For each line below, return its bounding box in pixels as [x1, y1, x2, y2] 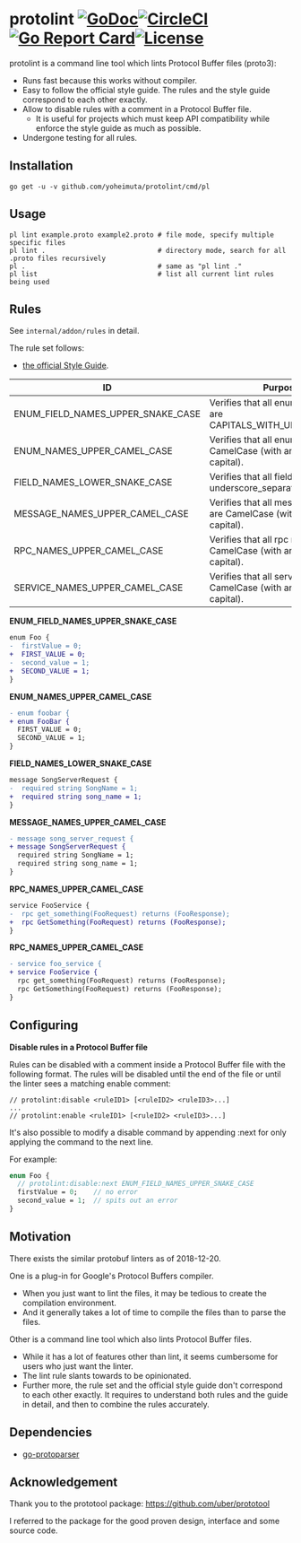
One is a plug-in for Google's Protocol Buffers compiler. [9, 1270, 214, 1281]
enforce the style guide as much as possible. [35, 122, 202, 134]
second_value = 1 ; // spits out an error [17, 1196, 178, 1206]
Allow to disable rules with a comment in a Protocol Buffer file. [21, 103, 253, 114]
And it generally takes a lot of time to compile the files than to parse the [21, 1306, 287, 1318]
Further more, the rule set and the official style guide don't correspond [21, 1380, 284, 1390]
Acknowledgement [9, 1474, 118, 1489]
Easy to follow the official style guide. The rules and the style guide [21, 84, 271, 95]
